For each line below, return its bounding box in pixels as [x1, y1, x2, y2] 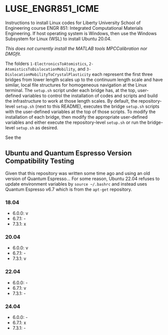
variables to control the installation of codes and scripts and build [22, 93, 158, 99]
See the [5, 134, 22, 140]
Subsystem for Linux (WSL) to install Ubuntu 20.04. [5, 36, 112, 42]
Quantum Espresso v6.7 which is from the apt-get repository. [5, 186, 132, 192]
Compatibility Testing [5, 157, 74, 165]
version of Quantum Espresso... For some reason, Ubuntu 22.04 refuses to [5, 176, 160, 182]
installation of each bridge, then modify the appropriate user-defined [5, 114, 148, 120]
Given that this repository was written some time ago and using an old [5, 170, 150, 176]
